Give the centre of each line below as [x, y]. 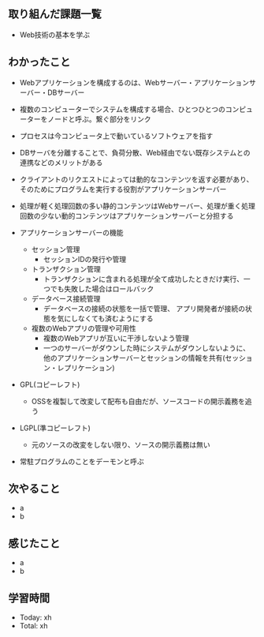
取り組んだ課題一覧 [55, 14]
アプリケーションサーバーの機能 [71, 232]
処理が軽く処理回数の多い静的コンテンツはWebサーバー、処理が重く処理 [138, 206]
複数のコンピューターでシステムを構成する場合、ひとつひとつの [123, 109]
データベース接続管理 [66, 298]
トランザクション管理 [66, 269]
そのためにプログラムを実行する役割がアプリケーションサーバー [123, 189]
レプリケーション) [86, 367]
